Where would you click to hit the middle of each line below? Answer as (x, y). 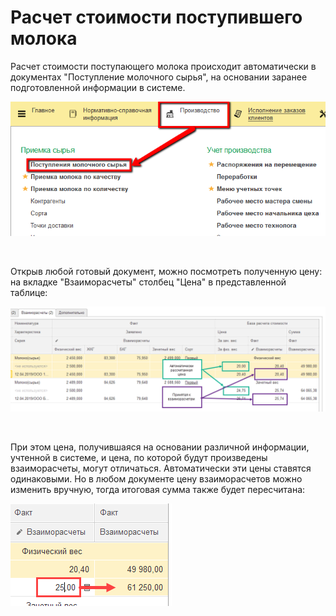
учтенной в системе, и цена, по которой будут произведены (139, 457)
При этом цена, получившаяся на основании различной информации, (160, 447)
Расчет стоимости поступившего (156, 17)
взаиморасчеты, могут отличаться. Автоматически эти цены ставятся (161, 468)
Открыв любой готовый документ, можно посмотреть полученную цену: (166, 272)
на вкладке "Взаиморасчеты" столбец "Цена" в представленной (148, 282)
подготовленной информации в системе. (98, 87)
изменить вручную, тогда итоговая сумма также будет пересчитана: (158, 489)
